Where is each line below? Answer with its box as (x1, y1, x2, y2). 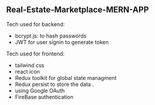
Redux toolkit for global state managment (14, 74, 117, 81)
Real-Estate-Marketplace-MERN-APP (6, 5, 149, 15)
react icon (14, 68, 40, 75)
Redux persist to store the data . (14, 81, 94, 88)
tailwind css (14, 61, 45, 69)
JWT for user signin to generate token (14, 38, 109, 45)
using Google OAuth (14, 87, 65, 94)
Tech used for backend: (6, 20, 65, 27)
